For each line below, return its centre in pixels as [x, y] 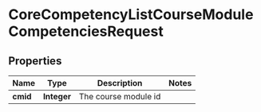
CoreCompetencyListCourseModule [131, 15]
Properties [35, 61]
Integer [57, 97]
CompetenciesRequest [86, 31]
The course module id [120, 97]
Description [120, 83]
